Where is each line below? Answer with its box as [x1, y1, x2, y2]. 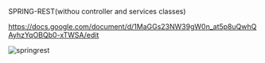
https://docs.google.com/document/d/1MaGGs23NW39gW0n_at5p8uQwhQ [8, 22, 257, 31]
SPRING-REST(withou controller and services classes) [8, 7, 186, 16]
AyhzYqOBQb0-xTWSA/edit [8, 31, 99, 39]
